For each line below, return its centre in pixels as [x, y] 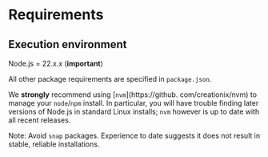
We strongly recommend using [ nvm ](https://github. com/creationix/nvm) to [133, 95]
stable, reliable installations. [54, 144]
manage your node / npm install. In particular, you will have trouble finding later [134, 103]
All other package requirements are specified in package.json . [110, 79]
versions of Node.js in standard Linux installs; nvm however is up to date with [134, 111]
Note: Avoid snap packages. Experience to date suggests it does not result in [134, 135]
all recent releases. [40, 120]
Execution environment [68, 44]
